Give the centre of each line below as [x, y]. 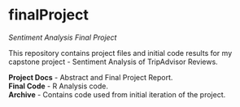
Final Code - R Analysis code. [58, 86]
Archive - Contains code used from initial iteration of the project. [117, 94]
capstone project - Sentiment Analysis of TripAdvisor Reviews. [113, 62]
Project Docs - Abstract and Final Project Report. [91, 77]
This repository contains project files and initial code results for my [120, 53]
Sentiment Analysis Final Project [63, 37]
